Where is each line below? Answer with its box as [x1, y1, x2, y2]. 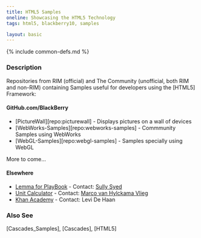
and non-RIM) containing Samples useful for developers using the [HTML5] [6, 84, 196, 91]
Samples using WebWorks [15, 131, 81, 138]
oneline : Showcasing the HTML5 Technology [6, 15, 116, 21]
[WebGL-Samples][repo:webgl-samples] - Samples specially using [15, 137, 183, 144]
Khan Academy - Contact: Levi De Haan [15, 196, 116, 203]
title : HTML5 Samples [6, 9, 62, 15]
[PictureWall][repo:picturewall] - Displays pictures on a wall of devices [15, 117, 192, 125]
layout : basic [6, 31, 43, 37]
